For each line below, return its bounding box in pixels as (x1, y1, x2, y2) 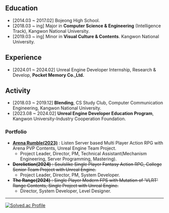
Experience (5, 53, 42, 62)
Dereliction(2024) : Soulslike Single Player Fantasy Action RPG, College (12, 161, 162, 167)
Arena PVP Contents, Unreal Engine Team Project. (12, 145, 117, 151)
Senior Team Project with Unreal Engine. (12, 166, 97, 172)
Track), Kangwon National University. (12, 28, 90, 34)
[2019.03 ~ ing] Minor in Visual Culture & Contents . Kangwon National (12, 33, 159, 39)
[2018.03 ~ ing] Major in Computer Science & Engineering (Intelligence (12, 23, 161, 29)
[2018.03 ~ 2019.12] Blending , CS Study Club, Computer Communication (12, 100, 163, 106)
